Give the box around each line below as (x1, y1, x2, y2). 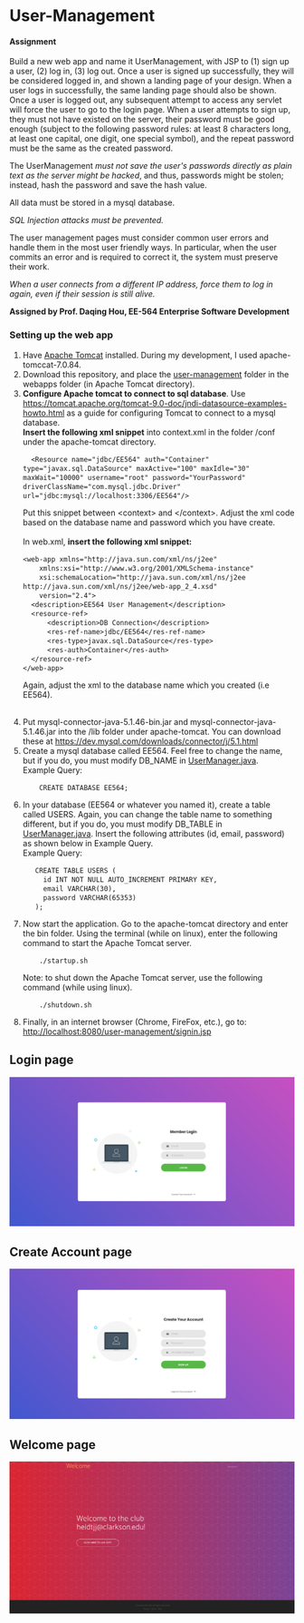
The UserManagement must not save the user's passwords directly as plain (9, 161, 292, 171)
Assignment (9, 35, 57, 46)
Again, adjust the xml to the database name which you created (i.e (22, 680, 270, 690)
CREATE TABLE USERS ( (34, 865, 117, 875)
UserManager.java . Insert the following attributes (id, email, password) (22, 827, 285, 839)
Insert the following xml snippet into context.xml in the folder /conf (22, 426, 276, 437)
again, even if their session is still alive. (9, 288, 156, 299)
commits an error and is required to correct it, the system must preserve (9, 251, 279, 263)
